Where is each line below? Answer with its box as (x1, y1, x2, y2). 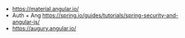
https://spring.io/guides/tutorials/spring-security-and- (42, 12, 179, 19)
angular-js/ (12, 18, 40, 25)
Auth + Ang (12, 12, 42, 19)
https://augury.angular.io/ (12, 25, 76, 32)
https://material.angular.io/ (12, 6, 79, 12)
